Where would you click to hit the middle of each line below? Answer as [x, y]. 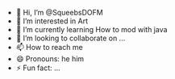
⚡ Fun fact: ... [38, 68]
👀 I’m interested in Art [52, 21]
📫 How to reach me [49, 47]
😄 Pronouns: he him [50, 59]
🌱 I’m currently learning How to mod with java [92, 29]
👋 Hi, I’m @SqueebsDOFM [59, 12]
